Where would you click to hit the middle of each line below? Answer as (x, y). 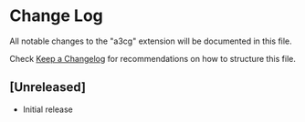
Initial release (47, 109)
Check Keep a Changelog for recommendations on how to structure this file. (153, 58)
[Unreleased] (48, 87)
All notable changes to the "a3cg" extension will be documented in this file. (151, 41)
